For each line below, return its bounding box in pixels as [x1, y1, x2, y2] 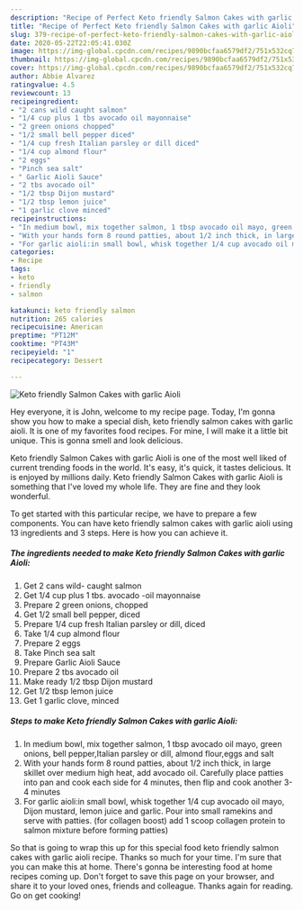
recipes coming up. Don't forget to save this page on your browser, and [10, 870, 275, 881]
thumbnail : [10, 55, 51, 64]
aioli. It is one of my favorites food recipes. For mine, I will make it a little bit [10, 425, 289, 436]
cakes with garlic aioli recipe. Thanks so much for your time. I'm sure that [10, 851, 282, 862]
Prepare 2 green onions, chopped [22, 599, 148, 610]
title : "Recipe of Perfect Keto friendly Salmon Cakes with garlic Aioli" [10, 22, 297, 31]
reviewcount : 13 [10, 88, 71, 97]
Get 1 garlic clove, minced [22, 695, 120, 705]
